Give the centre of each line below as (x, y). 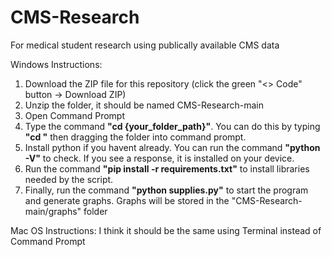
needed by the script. (69, 179)
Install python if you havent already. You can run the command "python (172, 147)
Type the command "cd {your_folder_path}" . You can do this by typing (172, 126)
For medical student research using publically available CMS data (145, 45)
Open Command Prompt (75, 115)
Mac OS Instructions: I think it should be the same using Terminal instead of (166, 230)
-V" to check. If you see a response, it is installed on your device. (159, 158)
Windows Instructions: (56, 64)
